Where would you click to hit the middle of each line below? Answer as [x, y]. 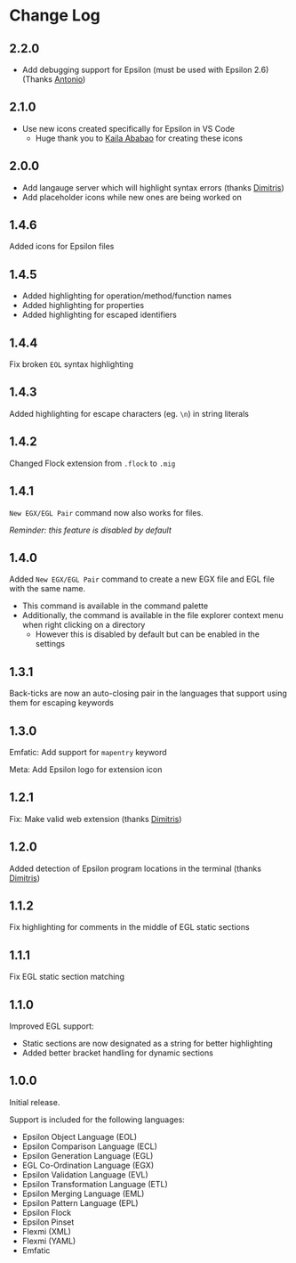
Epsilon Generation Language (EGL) [88, 1155]
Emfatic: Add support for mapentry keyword [88, 752]
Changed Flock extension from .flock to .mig [92, 463]
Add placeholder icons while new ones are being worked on [132, 197]
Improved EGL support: [52, 1026]
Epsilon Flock [47, 1212]
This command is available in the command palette [115, 606]
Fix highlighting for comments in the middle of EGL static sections [130, 927]
